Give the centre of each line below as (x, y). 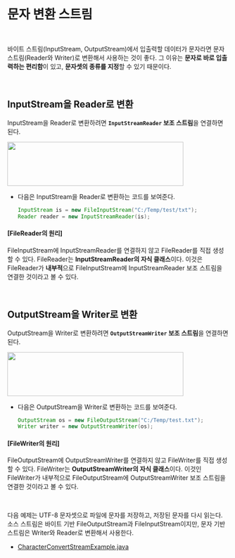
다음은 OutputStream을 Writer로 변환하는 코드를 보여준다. (97, 407)
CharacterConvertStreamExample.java (73, 547)
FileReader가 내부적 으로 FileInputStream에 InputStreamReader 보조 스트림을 (115, 267)
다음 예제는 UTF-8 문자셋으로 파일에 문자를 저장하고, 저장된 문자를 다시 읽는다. (115, 515)
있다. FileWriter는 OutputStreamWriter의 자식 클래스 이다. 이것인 (112, 469)
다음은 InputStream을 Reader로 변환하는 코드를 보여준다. (96, 196)
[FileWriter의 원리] (33, 443)
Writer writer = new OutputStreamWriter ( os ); (85, 426)
